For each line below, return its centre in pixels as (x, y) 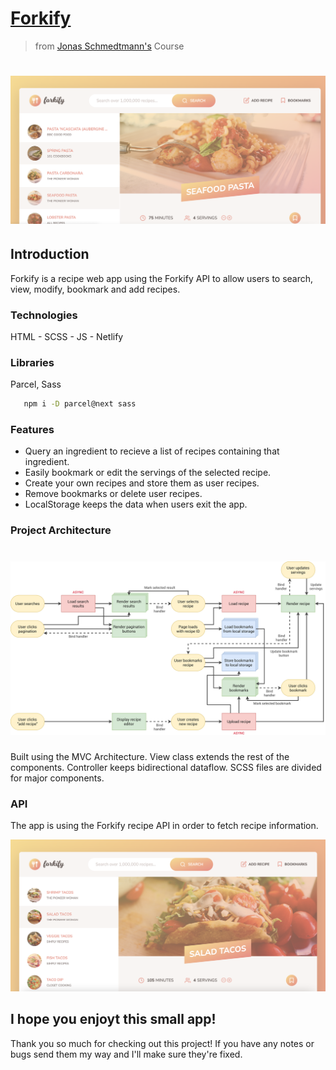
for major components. (57, 778)
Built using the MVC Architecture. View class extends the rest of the (150, 756)
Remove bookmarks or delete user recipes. (113, 494)
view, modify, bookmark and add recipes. (95, 289)
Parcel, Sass (36, 384)
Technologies (44, 315)
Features (32, 430)
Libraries (32, 362)
